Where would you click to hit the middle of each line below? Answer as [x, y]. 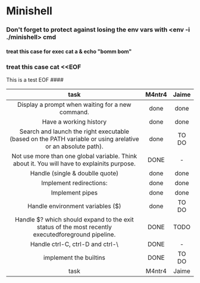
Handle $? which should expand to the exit [74, 219]
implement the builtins [74, 258]
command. [74, 112]
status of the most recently [74, 227]
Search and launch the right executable [74, 131]
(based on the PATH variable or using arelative [74, 139]
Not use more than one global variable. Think [74, 156]
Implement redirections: [74, 183]
